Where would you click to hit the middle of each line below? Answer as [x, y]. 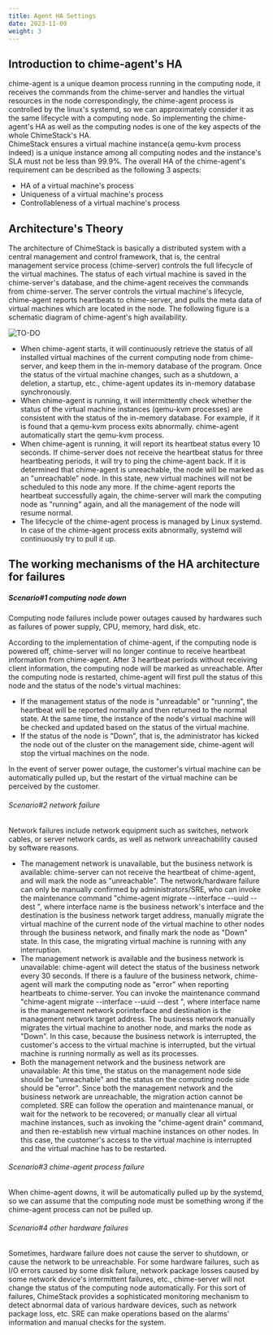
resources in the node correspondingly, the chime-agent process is [121, 101]
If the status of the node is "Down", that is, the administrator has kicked [139, 736]
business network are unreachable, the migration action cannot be [132, 1096]
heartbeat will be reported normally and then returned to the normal [134, 710]
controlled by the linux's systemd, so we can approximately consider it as [131, 110]
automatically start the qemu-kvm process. [92, 435]
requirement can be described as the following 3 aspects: [105, 170]
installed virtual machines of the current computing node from [124, 357]
